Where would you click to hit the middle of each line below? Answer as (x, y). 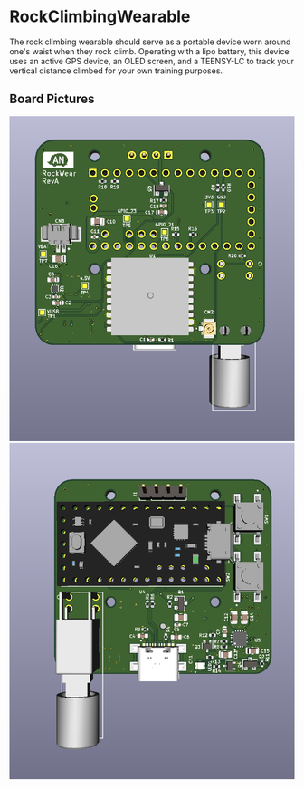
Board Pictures (52, 99)
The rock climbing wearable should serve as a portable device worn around (150, 42)
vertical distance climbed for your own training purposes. (116, 71)
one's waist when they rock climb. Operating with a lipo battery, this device (149, 51)
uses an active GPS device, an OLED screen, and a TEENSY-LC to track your (152, 61)
